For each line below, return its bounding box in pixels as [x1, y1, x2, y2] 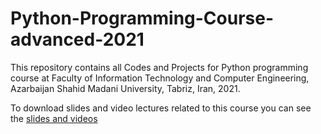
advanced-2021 [10, 28, 145, 51]
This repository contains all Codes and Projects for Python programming [10, 61, 309, 73]
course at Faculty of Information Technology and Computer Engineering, [10, 72, 310, 84]
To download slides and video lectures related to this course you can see [10, 102, 312, 114]
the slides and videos [10, 112, 98, 124]
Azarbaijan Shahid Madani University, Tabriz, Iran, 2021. [10, 82, 241, 94]
